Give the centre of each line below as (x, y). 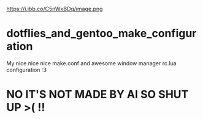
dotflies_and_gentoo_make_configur (101, 34)
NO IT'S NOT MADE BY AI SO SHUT (98, 95)
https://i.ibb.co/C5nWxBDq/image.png (55, 9)
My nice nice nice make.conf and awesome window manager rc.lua (91, 63)
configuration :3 (27, 70)
